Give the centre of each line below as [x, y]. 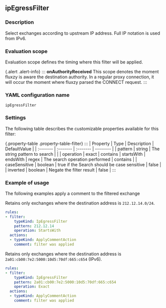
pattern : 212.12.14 [34, 226]
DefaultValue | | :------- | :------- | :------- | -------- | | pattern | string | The [83, 149]
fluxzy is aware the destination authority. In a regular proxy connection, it [80, 77]
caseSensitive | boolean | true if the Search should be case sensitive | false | [83, 164]
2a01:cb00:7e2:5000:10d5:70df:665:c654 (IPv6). [54, 259]
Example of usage [27, 183]
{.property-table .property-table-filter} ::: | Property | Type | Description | [80, 143]
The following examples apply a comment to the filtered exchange [73, 193]
